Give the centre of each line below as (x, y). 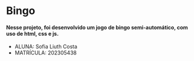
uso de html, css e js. (32, 33)
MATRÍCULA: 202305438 (45, 53)
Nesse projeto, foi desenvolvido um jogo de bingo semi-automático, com (97, 27)
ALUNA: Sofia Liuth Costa (46, 47)
